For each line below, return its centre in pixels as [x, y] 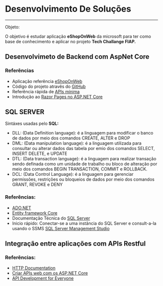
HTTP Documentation [34, 268]
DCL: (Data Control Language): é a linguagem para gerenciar [73, 174]
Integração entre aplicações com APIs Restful [75, 244]
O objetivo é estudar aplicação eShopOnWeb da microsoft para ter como [78, 36]
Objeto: [12, 27]
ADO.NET [22, 208]
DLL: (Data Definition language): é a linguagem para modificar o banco [83, 133]
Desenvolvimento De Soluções [68, 9]
